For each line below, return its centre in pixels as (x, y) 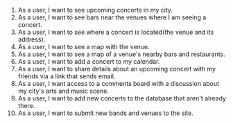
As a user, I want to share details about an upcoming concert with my (117, 69)
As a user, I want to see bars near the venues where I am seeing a (112, 17)
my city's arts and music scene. (63, 91)
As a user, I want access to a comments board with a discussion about (119, 83)
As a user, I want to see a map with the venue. (84, 47)
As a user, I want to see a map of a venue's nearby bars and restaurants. (122, 54)
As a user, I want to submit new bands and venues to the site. (105, 113)
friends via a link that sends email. (67, 76)
